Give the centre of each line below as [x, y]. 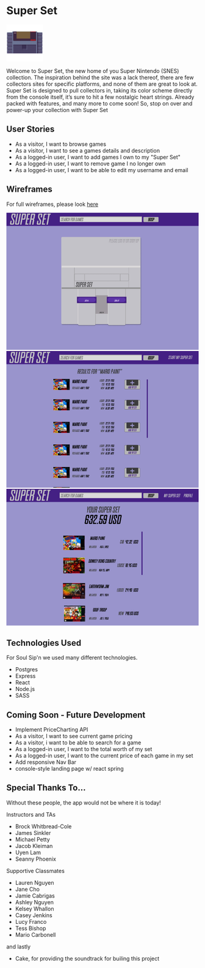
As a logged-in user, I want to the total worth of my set [84, 749]
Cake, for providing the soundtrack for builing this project [87, 958]
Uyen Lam [28, 852]
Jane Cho [27, 889]
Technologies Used [44, 643]
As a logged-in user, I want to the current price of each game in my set [104, 756]
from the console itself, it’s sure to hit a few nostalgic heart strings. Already [100, 97]
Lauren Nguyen [34, 882]
